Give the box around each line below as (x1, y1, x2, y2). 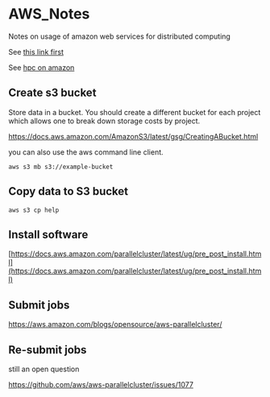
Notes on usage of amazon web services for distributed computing (8, 31, 231, 41)
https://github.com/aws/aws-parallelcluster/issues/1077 (8, 380, 193, 389)
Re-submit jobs (8, 343, 87, 357)
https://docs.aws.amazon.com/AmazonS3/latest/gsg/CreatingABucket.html (8, 131, 259, 141)
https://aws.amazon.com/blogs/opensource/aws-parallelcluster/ (8, 320, 222, 329)
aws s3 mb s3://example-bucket (8, 163, 114, 171)
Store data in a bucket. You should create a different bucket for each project (8, 107, 261, 117)
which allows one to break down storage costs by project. (8, 116, 201, 126)
